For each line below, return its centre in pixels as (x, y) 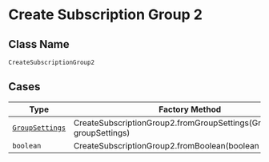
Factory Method (190, 109)
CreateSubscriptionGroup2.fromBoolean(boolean (166, 145)
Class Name (39, 44)
